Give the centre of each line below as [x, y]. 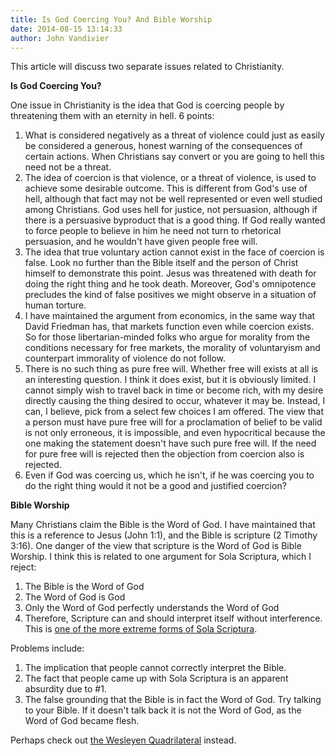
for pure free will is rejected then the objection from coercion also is [164, 454]
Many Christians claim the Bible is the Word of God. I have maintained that [163, 525]
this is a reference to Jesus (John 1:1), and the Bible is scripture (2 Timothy [164, 535]
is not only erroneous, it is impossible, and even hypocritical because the [175, 433]
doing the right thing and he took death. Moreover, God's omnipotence [170, 284]
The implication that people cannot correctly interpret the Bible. [155, 668]
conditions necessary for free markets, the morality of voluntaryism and [172, 348]
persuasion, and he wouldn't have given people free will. [141, 242]
